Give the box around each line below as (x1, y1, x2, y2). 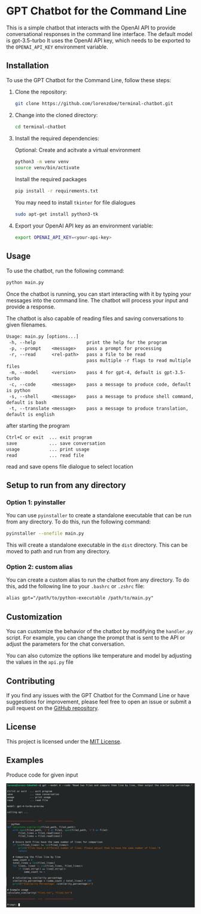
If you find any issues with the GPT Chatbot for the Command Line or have (6, 691, 190, 699)
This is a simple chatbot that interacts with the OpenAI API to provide (6, 24, 176, 31)
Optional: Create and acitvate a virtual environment (14, 146, 141, 154)
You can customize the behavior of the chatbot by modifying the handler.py (6, 628, 193, 635)
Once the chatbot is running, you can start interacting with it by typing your (6, 290, 191, 298)
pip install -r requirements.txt (14, 188, 99, 194)
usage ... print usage (6, 446, 90, 452)
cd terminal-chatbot (14, 124, 66, 130)
